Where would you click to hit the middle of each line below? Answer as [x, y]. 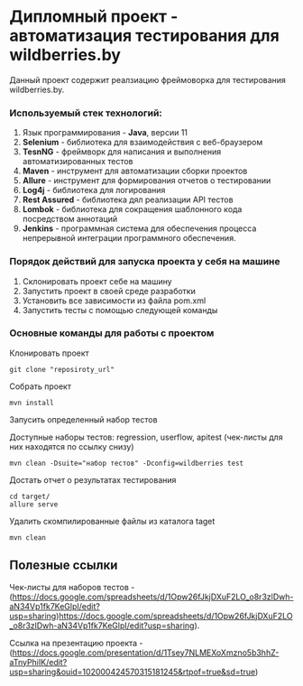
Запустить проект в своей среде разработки [109, 291]
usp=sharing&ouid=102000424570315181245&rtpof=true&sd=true [133, 672]
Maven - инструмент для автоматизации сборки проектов [135, 171]
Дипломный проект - [94, 17]
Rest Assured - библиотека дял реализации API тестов [128, 199]
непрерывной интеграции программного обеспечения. [129, 238]
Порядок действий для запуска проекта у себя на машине [145, 262]
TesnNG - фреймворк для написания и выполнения [122, 152]
